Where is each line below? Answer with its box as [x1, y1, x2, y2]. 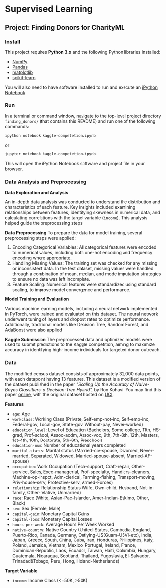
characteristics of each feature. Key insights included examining [5, 204, 136, 210]
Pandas [12, 64, 28, 70]
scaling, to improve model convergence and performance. [12, 287, 131, 293]
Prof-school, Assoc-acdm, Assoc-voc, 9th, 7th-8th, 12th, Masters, [24, 432, 159, 438]
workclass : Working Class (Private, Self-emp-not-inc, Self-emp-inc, [12, 416, 150, 422]
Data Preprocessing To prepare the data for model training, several [5, 230, 142, 236]
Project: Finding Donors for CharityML [5, 23, 125, 32]
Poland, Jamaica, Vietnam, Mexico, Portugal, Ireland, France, [12, 542, 137, 548]
